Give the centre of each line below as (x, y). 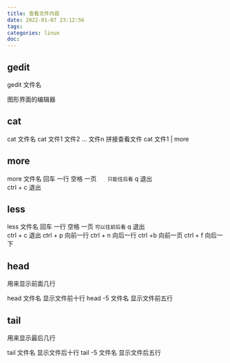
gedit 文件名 (24, 84)
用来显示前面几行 (31, 284)
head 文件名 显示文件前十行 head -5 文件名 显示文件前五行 (90, 298)
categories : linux (33, 33)
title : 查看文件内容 (33, 13)
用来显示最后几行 (31, 338)
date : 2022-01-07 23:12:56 (46, 20)
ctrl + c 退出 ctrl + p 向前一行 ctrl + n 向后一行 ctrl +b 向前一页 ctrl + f (105, 235)
